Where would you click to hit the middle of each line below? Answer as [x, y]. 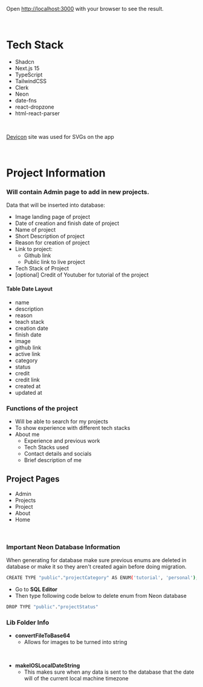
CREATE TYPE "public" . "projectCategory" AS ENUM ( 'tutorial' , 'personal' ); [102, 578]
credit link [27, 380]
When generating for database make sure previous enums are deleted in [96, 560]
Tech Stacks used [46, 447]
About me [27, 434]
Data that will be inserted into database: [56, 205]
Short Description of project [50, 236]
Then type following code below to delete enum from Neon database [101, 595]
